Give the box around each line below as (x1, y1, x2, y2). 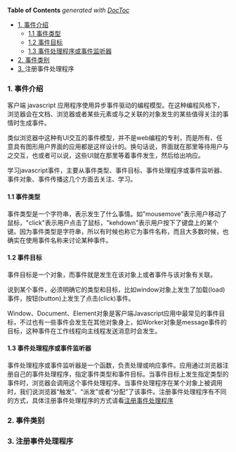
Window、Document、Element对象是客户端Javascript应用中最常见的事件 (7, 309, 219, 318)
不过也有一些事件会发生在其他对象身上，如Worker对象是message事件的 (19, 318, 227, 326)
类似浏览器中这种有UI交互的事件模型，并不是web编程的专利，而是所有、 (7, 134, 217, 142)
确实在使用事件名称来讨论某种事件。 (7, 236, 112, 244)
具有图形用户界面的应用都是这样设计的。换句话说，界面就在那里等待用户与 (13, 142, 229, 151)
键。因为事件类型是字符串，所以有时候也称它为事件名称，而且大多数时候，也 (7, 227, 229, 235)
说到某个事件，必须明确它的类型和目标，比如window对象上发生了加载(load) (7, 285, 225, 294)
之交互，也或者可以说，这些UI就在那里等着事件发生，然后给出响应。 (7, 151, 205, 160)
